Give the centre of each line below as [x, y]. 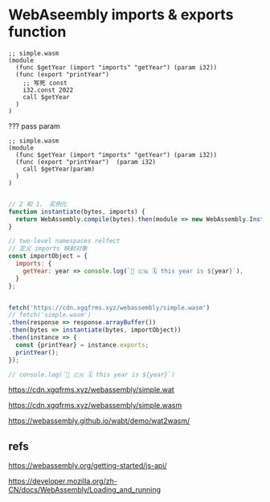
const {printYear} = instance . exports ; [82, 345]
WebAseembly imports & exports [121, 15]
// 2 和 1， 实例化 [38, 204]
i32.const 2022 [48, 90]
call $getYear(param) [59, 169]
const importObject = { [48, 256]
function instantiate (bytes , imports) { [77, 212]
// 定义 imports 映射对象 [48, 249]
